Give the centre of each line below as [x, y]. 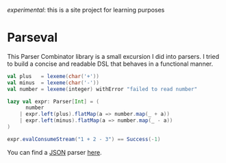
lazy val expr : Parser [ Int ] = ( [53, 101]
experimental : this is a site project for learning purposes [86, 10]
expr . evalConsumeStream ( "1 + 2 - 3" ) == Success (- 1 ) [84, 139]
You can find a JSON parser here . [54, 152]
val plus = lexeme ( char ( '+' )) [53, 76]
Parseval [33, 38]
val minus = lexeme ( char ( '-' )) [53, 83]
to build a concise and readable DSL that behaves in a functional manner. [110, 64]
